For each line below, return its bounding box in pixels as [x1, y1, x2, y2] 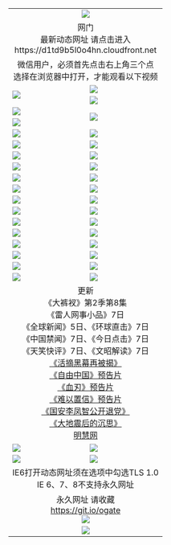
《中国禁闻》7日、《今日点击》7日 [22, 333, 150, 344]
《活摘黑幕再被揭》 [49, 357, 122, 368]
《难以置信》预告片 [49, 393, 122, 404]
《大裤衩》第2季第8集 [43, 297, 128, 308]
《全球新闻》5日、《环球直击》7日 [22, 321, 150, 332]
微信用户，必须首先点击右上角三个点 [17, 59, 154, 70]
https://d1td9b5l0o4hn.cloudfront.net [14, 44, 157, 55]
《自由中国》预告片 [49, 369, 122, 380]
